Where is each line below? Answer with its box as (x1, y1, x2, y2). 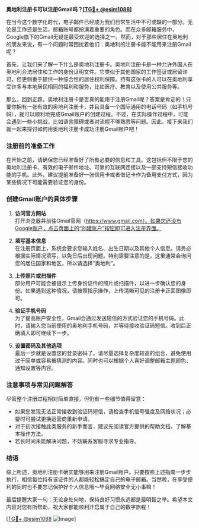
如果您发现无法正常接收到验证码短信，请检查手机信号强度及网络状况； (14, 407, 187, 415)
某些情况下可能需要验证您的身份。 (6, 178, 89, 186)
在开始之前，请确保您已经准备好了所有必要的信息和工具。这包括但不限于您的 (6, 156, 193, 164)
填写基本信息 (14, 237, 46, 244)
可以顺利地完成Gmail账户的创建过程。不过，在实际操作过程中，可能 (24, 111, 189, 118)
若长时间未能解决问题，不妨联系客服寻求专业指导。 (14, 437, 140, 445)
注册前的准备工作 (6, 142, 55, 150)
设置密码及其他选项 (14, 342, 62, 349)
